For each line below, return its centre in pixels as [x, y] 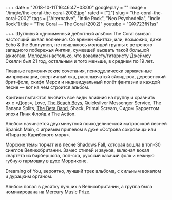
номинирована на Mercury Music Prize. [48, 192]
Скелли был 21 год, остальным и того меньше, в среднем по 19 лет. [80, 61]
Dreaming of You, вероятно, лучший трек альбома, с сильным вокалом [83, 171]
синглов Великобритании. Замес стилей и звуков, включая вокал [78, 150]
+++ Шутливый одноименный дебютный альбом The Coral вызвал [78, 34]
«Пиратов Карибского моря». [38, 135]
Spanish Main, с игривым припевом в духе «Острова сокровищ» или [81, 129]
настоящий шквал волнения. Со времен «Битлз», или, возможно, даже [83, 39]
